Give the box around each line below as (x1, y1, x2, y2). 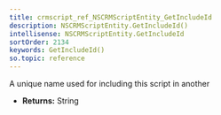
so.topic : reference (9, 54, 86, 63)
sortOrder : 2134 (9, 37, 69, 47)
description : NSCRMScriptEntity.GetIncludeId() (9, 21, 189, 30)
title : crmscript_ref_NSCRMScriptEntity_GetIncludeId (9, 12, 213, 22)
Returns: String (21, 96, 80, 106)
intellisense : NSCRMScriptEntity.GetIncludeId (9, 29, 185, 38)
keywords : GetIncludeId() (9, 46, 105, 55)
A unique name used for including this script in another (9, 79, 210, 88)
